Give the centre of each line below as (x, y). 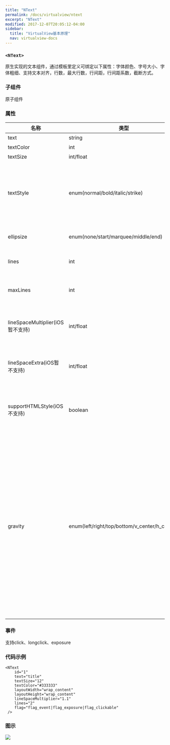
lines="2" (25, 703)
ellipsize (17, 237)
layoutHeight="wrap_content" (45, 694)
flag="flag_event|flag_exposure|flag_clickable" (67, 708)
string (75, 138)
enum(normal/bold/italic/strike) (106, 192)
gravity (16, 526)
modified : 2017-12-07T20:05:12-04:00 (45, 24)
